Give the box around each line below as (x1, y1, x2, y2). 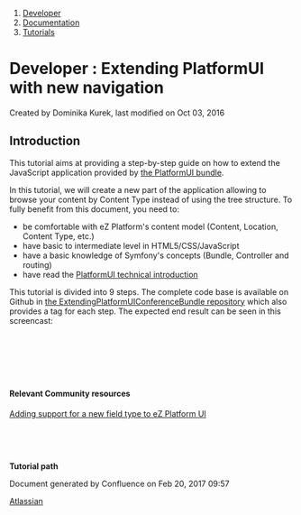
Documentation (22, 17, 80, 28)
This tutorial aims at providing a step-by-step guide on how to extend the (9, 157, 281, 168)
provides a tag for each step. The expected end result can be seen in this (9, 306, 281, 317)
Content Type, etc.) (22, 230, 95, 242)
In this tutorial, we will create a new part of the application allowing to (9, 184, 267, 195)
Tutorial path (9, 460, 59, 472)
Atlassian (9, 495, 43, 506)
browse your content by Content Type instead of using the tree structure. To (9, 194, 293, 205)
